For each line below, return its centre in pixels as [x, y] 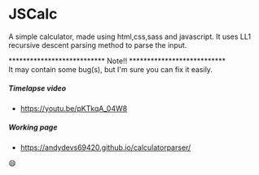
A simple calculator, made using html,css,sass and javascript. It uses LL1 [129, 36]
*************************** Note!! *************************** [117, 61]
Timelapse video [37, 88]
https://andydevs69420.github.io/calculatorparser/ [105, 147]
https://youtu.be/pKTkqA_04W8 [74, 108]
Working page [33, 127]
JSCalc [33, 14]
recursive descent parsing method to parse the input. [98, 45]
